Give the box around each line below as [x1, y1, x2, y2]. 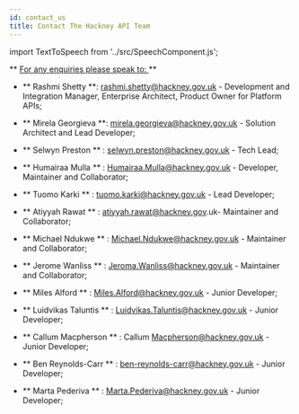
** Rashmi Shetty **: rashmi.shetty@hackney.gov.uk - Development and [22, 81, 290, 92]
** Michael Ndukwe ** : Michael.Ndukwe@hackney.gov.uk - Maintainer [22, 233, 286, 243]
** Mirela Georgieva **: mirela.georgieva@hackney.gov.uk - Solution [22, 118, 277, 128]
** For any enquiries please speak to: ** [9, 64, 157, 75]
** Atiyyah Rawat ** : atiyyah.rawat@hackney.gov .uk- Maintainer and [22, 206, 279, 216]
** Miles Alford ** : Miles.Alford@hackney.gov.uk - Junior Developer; [22, 286, 278, 297]
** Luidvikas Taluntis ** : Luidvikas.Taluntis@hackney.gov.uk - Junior [22, 304, 278, 315]
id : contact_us [9, 13, 66, 22]
